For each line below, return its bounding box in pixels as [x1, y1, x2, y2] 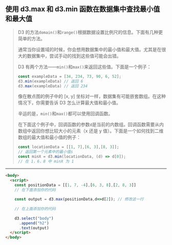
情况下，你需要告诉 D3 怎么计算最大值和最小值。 [17, 99, 121, 106]
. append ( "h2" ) [18, 220, 50, 226]
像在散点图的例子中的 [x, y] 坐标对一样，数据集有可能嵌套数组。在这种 [17, 93, 166, 99]
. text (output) [18, 225, 50, 231]
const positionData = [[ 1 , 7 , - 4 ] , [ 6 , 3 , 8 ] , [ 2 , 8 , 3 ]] [14, 182, 137, 188]
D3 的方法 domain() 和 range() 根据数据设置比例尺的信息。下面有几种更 [17, 29, 163, 35]
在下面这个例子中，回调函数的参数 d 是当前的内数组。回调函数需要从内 [17, 121, 164, 128]
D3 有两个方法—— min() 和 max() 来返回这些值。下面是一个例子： [17, 64, 152, 70]
